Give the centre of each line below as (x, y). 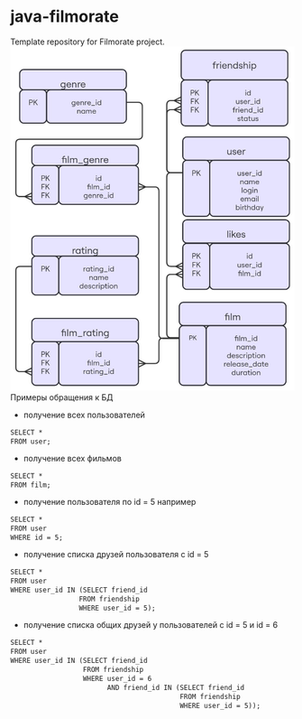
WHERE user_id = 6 (117, 678)
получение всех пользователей (84, 415)
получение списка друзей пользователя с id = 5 (116, 554)
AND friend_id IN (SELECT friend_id (176, 687)
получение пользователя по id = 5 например (110, 501)
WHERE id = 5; (37, 537)
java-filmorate (65, 17)
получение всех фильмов (73, 458)
